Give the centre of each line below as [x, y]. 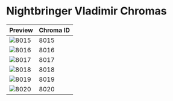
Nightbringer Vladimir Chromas [86, 11]
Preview [21, 30]
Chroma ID [55, 30]
